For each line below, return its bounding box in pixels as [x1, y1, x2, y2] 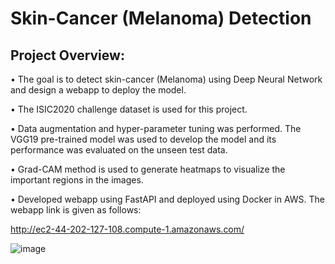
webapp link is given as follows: [10, 204, 142, 216]
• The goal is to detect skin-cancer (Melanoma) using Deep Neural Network [10, 73, 323, 85]
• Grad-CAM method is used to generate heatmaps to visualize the [10, 163, 286, 175]
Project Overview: [10, 47, 125, 64]
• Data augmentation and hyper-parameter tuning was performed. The [10, 123, 302, 134]
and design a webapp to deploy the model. [10, 84, 187, 96]
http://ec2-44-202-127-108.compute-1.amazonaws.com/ [10, 223, 245, 235]
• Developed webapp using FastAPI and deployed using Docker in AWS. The [10, 193, 326, 205]
